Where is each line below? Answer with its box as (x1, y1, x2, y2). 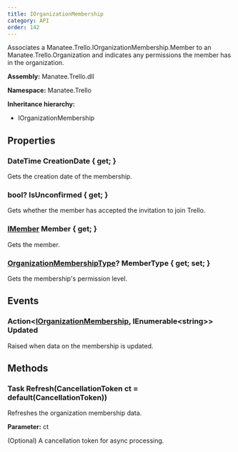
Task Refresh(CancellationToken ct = (7, 383, 139, 393)
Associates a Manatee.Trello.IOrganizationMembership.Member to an (7, 44, 212, 52)
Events (7, 295, 39, 307)
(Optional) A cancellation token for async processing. (7, 436, 164, 445)
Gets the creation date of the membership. (7, 172, 132, 181)
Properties (7, 134, 56, 146)
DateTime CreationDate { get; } (7, 156, 116, 166)
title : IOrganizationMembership (7, 10, 104, 18)
